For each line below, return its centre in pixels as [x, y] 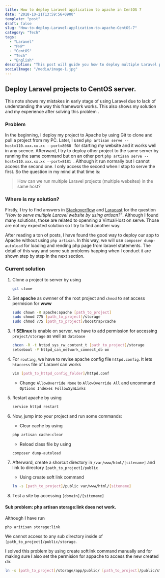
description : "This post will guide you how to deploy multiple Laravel [81, 65]
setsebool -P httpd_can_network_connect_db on [61, 350]
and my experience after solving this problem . [52, 111]
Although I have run [25, 518]
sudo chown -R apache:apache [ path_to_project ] [62, 312]
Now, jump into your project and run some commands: [67, 416]
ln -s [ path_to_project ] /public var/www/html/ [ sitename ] [72, 486]
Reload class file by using [45, 444]
